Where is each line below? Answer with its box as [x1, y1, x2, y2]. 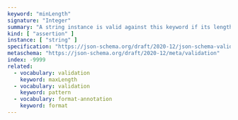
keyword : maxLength [20, 76, 78, 83]
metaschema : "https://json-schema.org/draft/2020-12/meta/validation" [7, 50, 220, 57]
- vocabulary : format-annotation [13, 96, 113, 103]
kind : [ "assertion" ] [7, 30, 74, 37]
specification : [7, 43, 52, 50]
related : [7, 63, 33, 70]
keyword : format [20, 102, 69, 109]
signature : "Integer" [7, 17, 72, 24]
